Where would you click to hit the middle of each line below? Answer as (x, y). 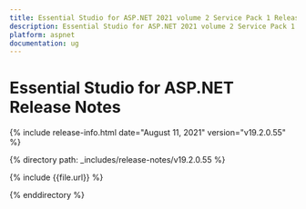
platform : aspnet (42, 35)
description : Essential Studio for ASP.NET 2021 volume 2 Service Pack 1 (153, 26)
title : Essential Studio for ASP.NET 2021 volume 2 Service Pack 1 (140, 18)
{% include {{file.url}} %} (56, 177)
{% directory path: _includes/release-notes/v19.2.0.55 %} (117, 160)
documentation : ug (44, 43)
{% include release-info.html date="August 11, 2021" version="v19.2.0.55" (148, 133)
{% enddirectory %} (47, 195)
